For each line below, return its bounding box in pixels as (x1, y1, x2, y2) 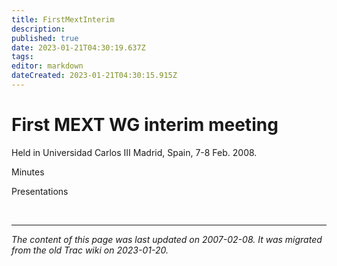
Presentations (11, 185, 69, 197)
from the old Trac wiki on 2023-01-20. (11, 244, 169, 256)
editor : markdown (11, 61, 84, 71)
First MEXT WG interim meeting (11, 114, 279, 136)
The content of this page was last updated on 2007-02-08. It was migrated (11, 233, 323, 245)
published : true (11, 33, 79, 43)
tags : (11, 52, 34, 62)
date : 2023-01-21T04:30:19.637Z (11, 42, 146, 53)
